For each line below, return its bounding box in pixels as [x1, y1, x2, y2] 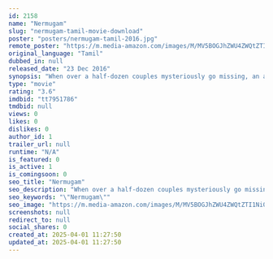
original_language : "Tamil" [8, 50, 104, 58]
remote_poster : [8, 42, 60, 50]
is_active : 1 [8, 163, 53, 171]
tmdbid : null [8, 102, 53, 110]
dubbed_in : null [8, 58, 63, 66]
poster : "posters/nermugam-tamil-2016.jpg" [8, 34, 158, 43]
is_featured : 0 [8, 155, 60, 163]
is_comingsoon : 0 [8, 171, 67, 179]
